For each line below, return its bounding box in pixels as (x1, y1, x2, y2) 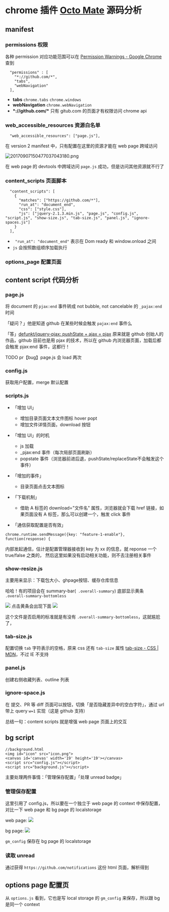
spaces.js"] (5, 220, 30, 225)
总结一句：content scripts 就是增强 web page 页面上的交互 (5, 718, 127, 725)
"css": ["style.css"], (18, 207, 67, 212)
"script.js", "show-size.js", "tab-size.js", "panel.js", (5, 216, 130, 221)
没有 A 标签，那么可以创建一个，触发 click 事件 (33, 511, 131, 517)
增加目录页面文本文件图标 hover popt (20, 415, 97, 421)
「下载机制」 (12, 494, 39, 500)
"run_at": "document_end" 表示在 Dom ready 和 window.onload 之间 (15, 238, 156, 244)
